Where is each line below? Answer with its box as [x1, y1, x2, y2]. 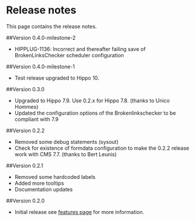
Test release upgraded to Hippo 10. [14, 74, 100, 81]
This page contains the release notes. [6, 23, 97, 30]
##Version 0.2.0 [6, 197, 45, 204]
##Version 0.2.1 [6, 162, 44, 169]
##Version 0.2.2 [6, 127, 45, 134]
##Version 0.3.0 [6, 85, 45, 92]
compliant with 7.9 [14, 115, 59, 123]
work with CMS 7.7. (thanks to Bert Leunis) [14, 150, 117, 158]
